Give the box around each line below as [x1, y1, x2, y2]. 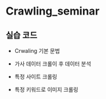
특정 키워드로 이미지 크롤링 [14, 86, 79, 93]
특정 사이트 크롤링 [14, 73, 57, 80]
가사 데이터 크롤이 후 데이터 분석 [14, 60, 91, 67]
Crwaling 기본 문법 [14, 47, 60, 54]
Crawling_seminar [5, 4, 100, 18]
